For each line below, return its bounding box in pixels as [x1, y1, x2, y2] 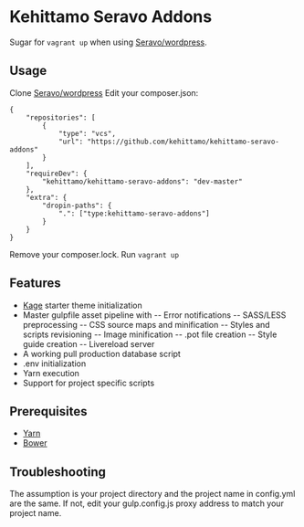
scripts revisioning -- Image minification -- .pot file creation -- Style [22, 329, 278, 340]
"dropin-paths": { [42, 201, 112, 210]
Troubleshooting [9, 464, 107, 480]
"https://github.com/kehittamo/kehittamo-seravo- [87, 137, 280, 146]
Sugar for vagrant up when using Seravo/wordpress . [9, 37, 207, 47]
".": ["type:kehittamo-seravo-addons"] [58, 208, 210, 218]
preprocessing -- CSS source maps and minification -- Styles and [22, 319, 271, 330]
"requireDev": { [26, 169, 89, 178]
